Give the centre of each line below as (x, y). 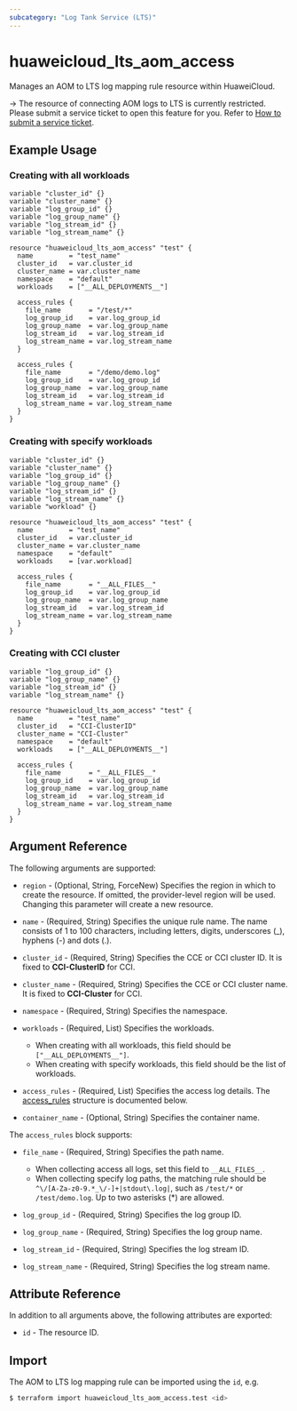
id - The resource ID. (60, 1333)
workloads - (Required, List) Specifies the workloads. (118, 1028)
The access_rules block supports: (71, 1135)
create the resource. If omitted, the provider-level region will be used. (149, 895)
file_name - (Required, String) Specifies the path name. (123, 1152)
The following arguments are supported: (83, 868)
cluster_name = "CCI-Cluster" (73, 734)
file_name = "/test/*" (79, 311)
